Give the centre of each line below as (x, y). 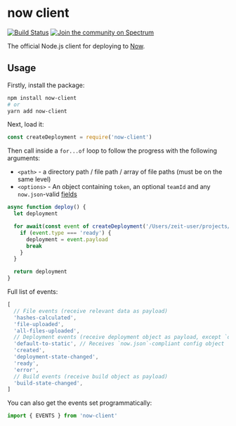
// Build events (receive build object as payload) (91, 376)
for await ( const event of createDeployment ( (80, 226)
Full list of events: (33, 292)
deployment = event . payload (67, 239)
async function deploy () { (47, 207)
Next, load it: (26, 124)
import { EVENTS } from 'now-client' (63, 416)
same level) (34, 179)
